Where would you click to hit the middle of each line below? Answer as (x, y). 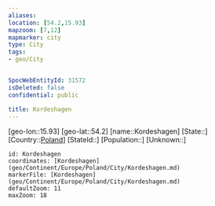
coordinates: (29, 161)
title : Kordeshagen (40, 109)
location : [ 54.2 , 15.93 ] (47, 23)
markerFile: (27, 175)
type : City (26, 45)
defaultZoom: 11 (35, 189)
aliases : (22, 15)
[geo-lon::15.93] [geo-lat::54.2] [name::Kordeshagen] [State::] (108, 131)
